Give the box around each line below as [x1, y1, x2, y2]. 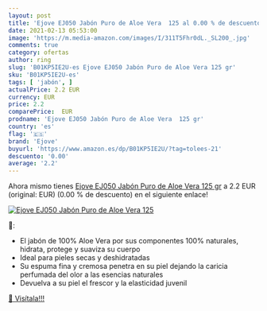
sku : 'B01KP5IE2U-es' [8, 71, 80, 79]
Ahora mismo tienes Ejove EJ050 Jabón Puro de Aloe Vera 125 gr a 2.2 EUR [8, 181, 256, 191]
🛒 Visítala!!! [8, 294, 45, 303]
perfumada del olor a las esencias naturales [19, 270, 164, 279]
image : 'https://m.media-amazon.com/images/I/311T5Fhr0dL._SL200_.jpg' [8, 33, 250, 42]
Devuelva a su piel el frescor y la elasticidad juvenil [19, 278, 188, 288]
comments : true [8, 41, 59, 49]
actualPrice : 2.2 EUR [8, 85, 80, 94]
